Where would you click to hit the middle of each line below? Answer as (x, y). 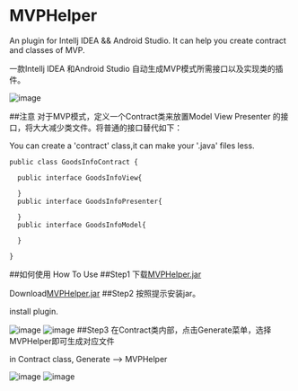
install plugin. (34, 311)
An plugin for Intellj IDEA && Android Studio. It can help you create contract (148, 40)
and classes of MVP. (47, 49)
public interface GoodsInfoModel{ (82, 225)
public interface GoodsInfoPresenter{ (90, 201)
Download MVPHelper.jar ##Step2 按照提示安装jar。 (105, 293)
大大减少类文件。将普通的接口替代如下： (107, 128)
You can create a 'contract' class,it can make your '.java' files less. (132, 146)
